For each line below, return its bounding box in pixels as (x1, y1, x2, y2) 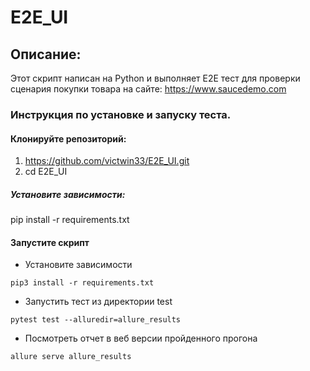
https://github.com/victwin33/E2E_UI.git (24, 155, 190, 167)
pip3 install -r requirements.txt (10, 278, 155, 288)
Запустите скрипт (10, 236, 90, 248)
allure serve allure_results (10, 352, 132, 362)
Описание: (10, 46, 82, 63)
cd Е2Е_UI (24, 166, 68, 178)
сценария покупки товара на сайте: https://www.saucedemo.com (10, 83, 287, 95)
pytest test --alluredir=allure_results (10, 315, 182, 325)
